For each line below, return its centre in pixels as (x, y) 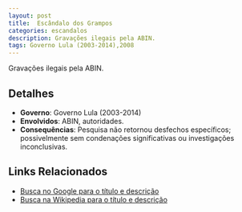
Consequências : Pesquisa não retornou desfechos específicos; (125, 130)
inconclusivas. (44, 146)
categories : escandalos (48, 30)
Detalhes (31, 93)
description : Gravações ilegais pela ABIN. (82, 38)
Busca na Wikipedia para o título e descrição (94, 199)
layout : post (30, 16)
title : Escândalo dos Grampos (60, 23)
